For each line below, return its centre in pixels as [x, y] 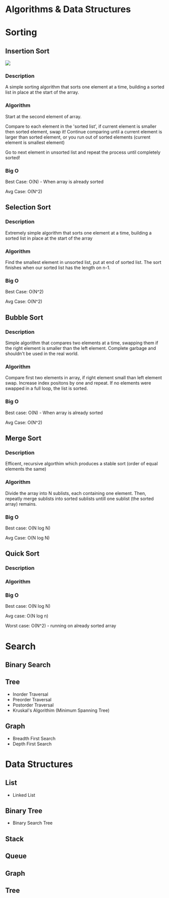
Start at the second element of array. [43, 116]
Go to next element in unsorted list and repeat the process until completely [83, 152]
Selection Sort [28, 208]
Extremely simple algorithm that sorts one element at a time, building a [78, 233]
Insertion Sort [27, 51]
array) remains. [21, 504]
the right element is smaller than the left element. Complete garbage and [81, 348]
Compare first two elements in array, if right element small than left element [84, 378]
